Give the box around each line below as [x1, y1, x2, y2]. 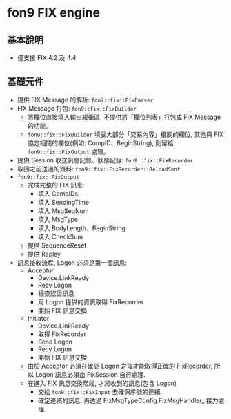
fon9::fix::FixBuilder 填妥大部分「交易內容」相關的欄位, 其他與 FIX [27, 130, 224, 138]
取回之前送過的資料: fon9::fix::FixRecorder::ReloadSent [17, 165, 181, 173]
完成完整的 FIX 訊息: [27, 180, 85, 189]
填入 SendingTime [37, 198, 90, 206]
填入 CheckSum [37, 232, 83, 241]
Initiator [27, 314, 50, 322]
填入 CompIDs [37, 189, 79, 198]
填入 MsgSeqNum [37, 206, 89, 215]
